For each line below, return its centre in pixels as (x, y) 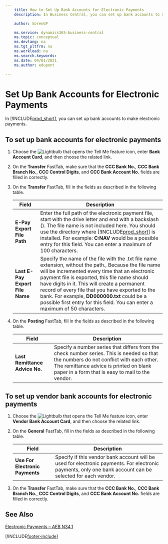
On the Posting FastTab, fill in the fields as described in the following (83, 321)
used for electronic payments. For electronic (107, 463)
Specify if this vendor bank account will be (105, 457)
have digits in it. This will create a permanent (92, 284)
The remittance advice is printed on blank (103, 366)
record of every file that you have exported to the (98, 290)
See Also (19, 515)
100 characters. (59, 250)
